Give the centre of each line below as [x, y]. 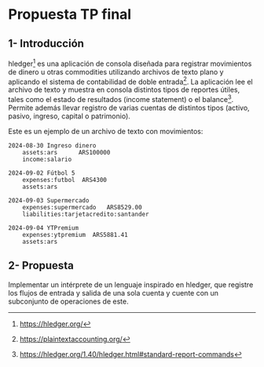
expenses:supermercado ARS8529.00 [82, 207]
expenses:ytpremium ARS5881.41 [75, 234]
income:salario [47, 159]
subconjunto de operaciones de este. [68, 301]
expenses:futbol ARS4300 [65, 180]
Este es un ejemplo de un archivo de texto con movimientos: [106, 131]
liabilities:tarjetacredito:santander [86, 214]
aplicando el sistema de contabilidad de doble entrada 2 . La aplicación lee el [130, 81]
